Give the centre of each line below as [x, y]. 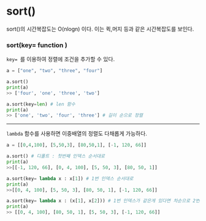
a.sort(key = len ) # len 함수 [41, 104]
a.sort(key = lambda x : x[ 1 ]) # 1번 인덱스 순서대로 [70, 178]
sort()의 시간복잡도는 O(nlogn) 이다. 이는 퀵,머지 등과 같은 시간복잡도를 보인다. [100, 29]
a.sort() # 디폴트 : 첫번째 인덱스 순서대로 [56, 156]
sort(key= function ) [37, 45]
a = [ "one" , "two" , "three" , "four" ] [55, 71]
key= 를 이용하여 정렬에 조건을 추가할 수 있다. [61, 59]
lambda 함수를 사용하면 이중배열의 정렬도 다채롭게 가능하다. [77, 134]
